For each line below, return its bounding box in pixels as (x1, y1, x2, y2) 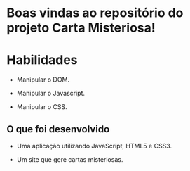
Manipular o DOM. (16, 75, 70, 84)
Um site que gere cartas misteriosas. (16, 155, 123, 163)
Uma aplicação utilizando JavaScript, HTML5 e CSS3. (16, 141, 172, 150)
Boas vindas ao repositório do (6, 5, 184, 21)
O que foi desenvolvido (6, 123, 110, 135)
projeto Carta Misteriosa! (6, 20, 156, 36)
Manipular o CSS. (16, 103, 67, 111)
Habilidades (6, 52, 78, 68)
